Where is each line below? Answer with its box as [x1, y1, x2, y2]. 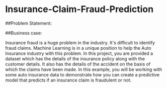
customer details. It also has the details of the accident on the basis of [5, 61, 151, 67]
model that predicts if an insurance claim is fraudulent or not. [5, 77, 132, 83]
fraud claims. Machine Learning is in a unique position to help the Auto [5, 45, 152, 51]
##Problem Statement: [5, 20, 52, 26]
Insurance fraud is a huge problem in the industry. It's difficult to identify [5, 39, 155, 46]
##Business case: [5, 30, 42, 36]
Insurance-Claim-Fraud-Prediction [5, 4, 154, 15]
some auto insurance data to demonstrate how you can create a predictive [5, 71, 160, 77]
